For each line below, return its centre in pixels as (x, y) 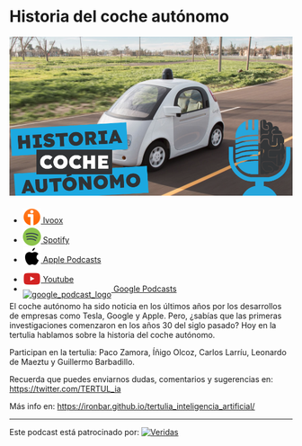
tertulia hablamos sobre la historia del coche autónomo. (112, 335)
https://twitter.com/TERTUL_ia (65, 389)
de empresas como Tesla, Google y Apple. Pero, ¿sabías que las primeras (146, 316)
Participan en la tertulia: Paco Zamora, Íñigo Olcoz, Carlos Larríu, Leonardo (148, 352)
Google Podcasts (145, 289)
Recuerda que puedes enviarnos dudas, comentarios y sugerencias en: (142, 379)
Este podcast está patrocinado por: (75, 433)
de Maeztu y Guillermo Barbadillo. (72, 362)
